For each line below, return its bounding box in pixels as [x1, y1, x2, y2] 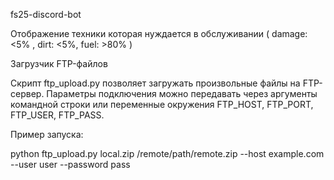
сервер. [10, 88, 45, 99]
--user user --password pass [10, 159, 131, 170]
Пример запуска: [10, 129, 84, 140]
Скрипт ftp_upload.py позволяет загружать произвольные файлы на [10, 77, 301, 89]
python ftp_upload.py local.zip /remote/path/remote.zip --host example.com [10, 148, 325, 159]
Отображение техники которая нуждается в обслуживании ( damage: [10, 28, 308, 39]
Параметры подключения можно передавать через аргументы [46, 88, 318, 99]
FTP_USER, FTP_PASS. [10, 109, 105, 121]
